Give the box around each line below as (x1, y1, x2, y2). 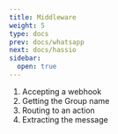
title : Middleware (9, 12, 77, 22)
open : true (17, 63, 57, 71)
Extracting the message (21, 114, 108, 124)
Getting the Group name (21, 95, 110, 106)
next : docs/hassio (9, 46, 77, 55)
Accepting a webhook (21, 86, 102, 97)
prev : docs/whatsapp (9, 37, 85, 47)
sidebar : (9, 54, 41, 63)
